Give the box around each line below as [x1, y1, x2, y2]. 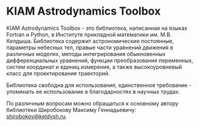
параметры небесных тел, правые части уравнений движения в [6, 44, 173, 51]
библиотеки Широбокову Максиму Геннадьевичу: [6, 106, 137, 113]
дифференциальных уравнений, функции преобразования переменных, [6, 57, 194, 64]
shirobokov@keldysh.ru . [6, 113, 68, 120]
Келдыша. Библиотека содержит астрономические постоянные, [6, 37, 175, 44]
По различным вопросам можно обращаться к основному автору [6, 99, 179, 107]
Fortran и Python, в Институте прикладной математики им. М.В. [6, 30, 172, 38]
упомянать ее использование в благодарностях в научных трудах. [6, 88, 181, 95]
